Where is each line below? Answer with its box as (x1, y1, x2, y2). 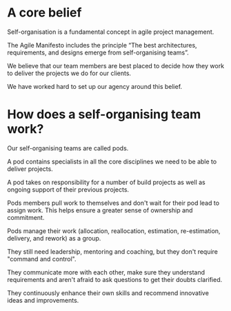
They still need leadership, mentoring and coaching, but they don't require (7, 247, 219, 256)
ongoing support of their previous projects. (7, 185, 130, 194)
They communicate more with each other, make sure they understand (7, 268, 205, 277)
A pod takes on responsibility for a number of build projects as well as (7, 178, 205, 186)
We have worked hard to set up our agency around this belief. (7, 82, 183, 90)
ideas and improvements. (7, 296, 79, 304)
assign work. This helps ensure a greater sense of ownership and (7, 205, 193, 214)
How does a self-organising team (7, 107, 201, 122)
